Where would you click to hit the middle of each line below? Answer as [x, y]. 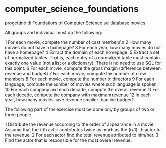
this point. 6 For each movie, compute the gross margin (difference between [83, 68]
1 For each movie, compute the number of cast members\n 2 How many [78, 42]
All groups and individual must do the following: [54, 32]
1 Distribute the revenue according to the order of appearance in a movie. [80, 124]
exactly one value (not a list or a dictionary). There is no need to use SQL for [83, 63]
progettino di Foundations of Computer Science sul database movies [75, 23]
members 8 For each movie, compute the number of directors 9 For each [80, 79]
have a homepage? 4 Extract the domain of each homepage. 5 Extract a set [82, 52]
